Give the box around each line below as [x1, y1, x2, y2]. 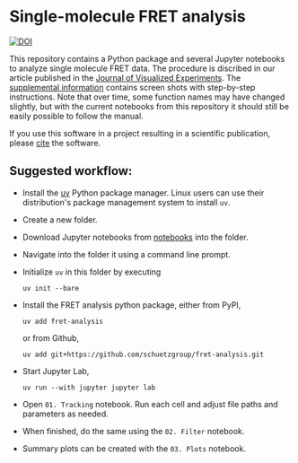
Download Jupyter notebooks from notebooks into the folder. [22, 231, 249, 242]
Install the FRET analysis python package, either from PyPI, [22, 299, 241, 310]
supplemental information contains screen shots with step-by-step [9, 82, 256, 92]
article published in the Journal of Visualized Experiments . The [9, 72, 241, 83]
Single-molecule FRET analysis [9, 6, 246, 27]
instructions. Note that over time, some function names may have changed [9, 92, 285, 102]
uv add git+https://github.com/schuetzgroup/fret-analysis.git [22, 350, 265, 359]
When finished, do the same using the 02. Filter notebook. [22, 425, 245, 436]
